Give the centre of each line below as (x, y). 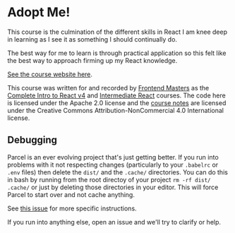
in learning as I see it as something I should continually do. (92, 39)
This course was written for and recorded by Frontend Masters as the (108, 88)
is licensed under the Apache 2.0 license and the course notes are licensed (117, 102)
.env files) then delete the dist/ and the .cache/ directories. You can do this (117, 172)
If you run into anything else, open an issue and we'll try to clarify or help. (114, 222)
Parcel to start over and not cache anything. (71, 194)
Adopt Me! (39, 12)
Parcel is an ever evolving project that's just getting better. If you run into (113, 157)
